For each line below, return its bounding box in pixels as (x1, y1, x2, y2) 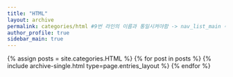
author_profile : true (7, 29, 70, 36)
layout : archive (7, 16, 54, 23)
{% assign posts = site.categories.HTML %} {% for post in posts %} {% (7, 54, 212, 63)
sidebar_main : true (7, 36, 64, 43)
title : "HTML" (7, 10, 49, 17)
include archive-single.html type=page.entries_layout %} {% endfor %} (7, 62, 211, 70)
